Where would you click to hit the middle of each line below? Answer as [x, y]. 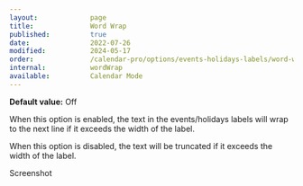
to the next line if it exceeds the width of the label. [102, 128]
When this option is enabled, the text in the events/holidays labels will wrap [149, 119]
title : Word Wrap [68, 26]
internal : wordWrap [66, 68]
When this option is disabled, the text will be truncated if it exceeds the [141, 146]
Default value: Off [43, 102]
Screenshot [31, 173]
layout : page [58, 18]
